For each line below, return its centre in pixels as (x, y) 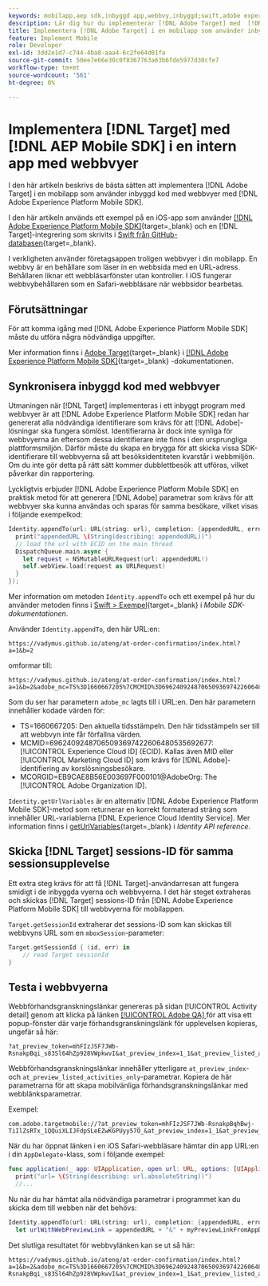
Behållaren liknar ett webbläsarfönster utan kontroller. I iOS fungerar (120, 276)
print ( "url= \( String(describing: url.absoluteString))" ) (114, 1176)
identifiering (39, 769)
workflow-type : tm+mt (44, 68)
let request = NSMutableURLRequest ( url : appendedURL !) (116, 559)
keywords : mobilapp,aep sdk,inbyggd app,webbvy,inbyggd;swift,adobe (124, 16)
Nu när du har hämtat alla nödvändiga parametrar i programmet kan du (124, 1199)
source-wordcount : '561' (49, 75)
